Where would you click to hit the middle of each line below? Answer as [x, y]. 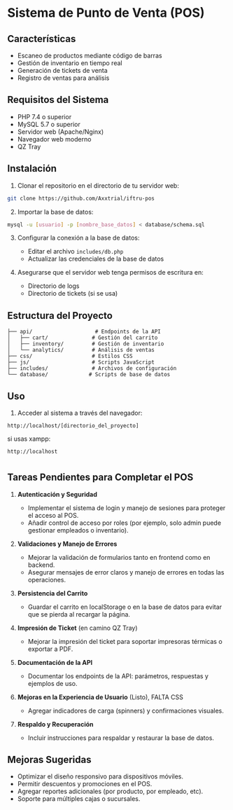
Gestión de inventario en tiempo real [70, 63]
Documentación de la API [55, 662]
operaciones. [47, 579]
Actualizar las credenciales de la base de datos [96, 259]
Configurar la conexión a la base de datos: [78, 238]
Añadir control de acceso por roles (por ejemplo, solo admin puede [125, 523]
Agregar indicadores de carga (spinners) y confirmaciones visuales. [126, 711]
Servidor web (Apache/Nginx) [61, 132]
